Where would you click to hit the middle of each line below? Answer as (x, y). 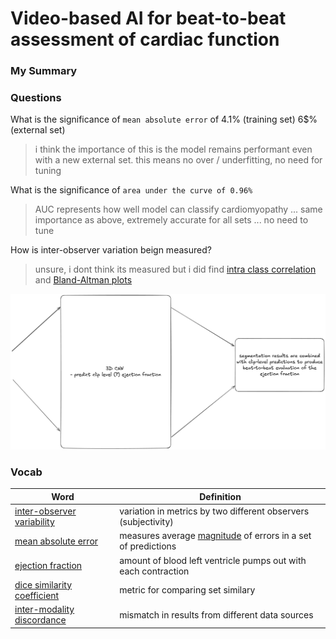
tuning (48, 171)
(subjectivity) (146, 521)
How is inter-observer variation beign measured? (111, 250)
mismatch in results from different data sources (216, 614)
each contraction (154, 571)
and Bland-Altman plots (83, 280)
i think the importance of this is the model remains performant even (173, 149)
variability (34, 521)
